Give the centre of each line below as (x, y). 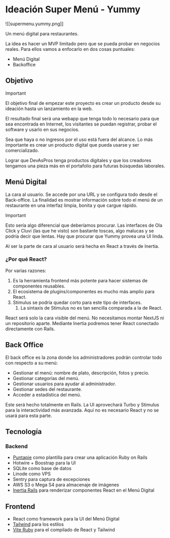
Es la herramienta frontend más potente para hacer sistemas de (80, 280)
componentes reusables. (39, 286)
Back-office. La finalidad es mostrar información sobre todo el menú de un (84, 200)
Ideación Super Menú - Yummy (73, 10)
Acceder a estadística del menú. (47, 394)
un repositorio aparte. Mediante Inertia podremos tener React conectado (82, 323)
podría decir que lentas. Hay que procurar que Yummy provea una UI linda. (85, 236)
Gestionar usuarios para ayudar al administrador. (64, 384)
